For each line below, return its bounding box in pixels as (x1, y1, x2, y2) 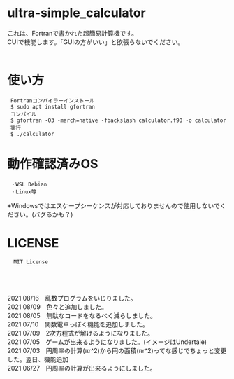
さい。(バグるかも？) (13, 210, 73, 219)
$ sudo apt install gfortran (10, 103, 96, 110)
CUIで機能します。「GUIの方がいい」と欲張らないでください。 (7, 37, 184, 46)
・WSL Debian (10, 181, 47, 188)
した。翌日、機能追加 (7, 355, 68, 364)
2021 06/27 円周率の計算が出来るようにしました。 (7, 364, 156, 372)
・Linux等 (10, 188, 37, 195)
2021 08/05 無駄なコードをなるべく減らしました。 (7, 311, 157, 319)
